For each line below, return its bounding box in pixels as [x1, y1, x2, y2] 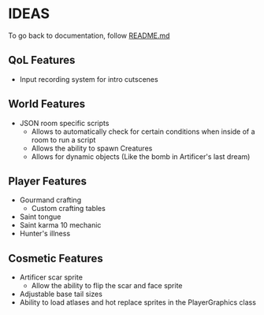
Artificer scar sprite [19, 272, 83, 282]
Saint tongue [19, 212, 61, 221]
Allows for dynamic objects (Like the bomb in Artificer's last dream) [31, 151, 251, 161]
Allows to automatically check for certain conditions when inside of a [31, 127, 255, 136]
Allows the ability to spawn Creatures [31, 143, 153, 153]
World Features [8, 98, 86, 111]
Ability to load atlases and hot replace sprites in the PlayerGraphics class [19, 298, 256, 307]
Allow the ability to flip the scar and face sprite [31, 281, 183, 291]
